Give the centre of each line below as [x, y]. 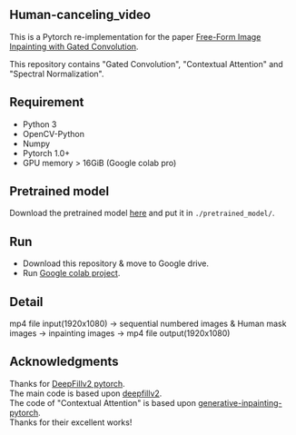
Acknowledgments [64, 362]
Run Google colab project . [71, 273]
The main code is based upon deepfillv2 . [86, 393]
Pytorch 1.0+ [46, 153]
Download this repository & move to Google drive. [115, 263]
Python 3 [39, 124]
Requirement [47, 102]
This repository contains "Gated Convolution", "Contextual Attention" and [146, 64]
